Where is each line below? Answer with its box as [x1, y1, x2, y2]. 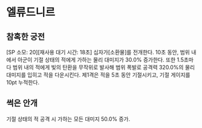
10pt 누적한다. [6, 79, 40, 86]
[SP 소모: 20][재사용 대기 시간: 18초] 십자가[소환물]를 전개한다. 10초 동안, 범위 [6, 49, 191, 56]
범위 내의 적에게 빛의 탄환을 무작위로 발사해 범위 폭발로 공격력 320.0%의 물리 [12, 64, 195, 71]
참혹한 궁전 [6, 31, 45, 42]
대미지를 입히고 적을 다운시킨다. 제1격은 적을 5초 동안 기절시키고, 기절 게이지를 [6, 71, 191, 78]
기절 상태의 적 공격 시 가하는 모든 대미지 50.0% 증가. [6, 115, 131, 123]
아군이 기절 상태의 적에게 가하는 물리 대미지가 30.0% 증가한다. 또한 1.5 [17, 56, 184, 63]
